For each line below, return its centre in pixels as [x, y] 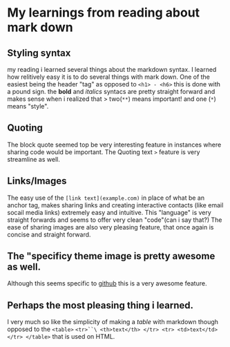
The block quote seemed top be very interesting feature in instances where [114, 144]
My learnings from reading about [104, 13]
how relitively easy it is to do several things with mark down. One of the [109, 77]
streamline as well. [33, 159]
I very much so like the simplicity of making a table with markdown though [113, 322]
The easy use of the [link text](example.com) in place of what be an [106, 198]
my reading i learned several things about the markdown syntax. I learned [112, 69]
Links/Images [37, 181]
